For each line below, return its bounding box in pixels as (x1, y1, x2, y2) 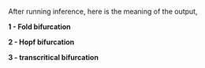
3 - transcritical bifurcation (8, 53, 99, 62)
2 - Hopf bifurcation (8, 37, 75, 47)
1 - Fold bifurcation (8, 22, 71, 31)
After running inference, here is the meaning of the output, (8, 7, 198, 16)
